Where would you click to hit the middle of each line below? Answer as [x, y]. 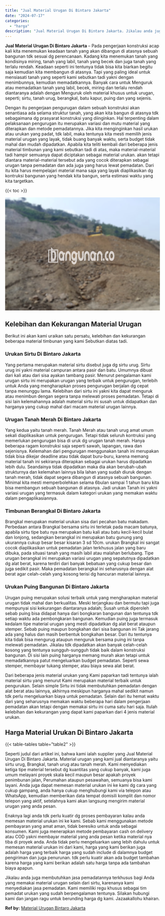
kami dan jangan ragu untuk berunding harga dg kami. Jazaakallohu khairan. [82, 899]
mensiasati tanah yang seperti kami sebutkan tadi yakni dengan [69, 77]
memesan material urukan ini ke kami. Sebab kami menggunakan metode [79, 821]
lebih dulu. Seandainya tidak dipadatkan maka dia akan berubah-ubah [76, 467]
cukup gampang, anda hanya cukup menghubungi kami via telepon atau [78, 790]
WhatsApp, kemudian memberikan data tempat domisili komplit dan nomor [81, 796]
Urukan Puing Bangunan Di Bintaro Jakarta [57, 587]
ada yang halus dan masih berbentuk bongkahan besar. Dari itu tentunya [79, 634]
